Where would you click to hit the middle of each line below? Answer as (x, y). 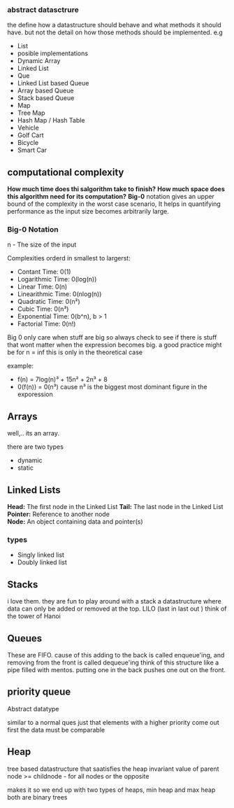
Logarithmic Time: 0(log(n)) (57, 279)
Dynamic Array (39, 61)
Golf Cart (30, 135)
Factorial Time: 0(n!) (46, 324)
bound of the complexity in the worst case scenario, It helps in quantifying (114, 204)
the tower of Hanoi (34, 616)
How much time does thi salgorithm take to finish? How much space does (116, 189)
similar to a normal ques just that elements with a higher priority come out (113, 722)
